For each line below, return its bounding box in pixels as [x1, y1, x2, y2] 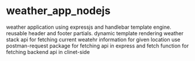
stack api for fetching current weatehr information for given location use [6, 36, 181, 43]
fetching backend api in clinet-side [6, 48, 90, 55]
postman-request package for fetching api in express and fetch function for [6, 42, 189, 49]
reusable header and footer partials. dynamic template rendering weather [6, 29, 184, 36]
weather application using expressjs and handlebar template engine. [6, 23, 172, 30]
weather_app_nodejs [6, 4, 110, 18]
